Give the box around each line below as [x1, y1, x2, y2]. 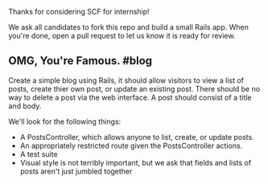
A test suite [19, 149, 58, 159]
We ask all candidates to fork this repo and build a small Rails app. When [8, 22, 249, 31]
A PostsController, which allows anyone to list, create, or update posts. [19, 132, 255, 141]
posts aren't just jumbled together [19, 166, 133, 176]
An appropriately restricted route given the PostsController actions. [19, 141, 243, 150]
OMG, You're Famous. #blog [8, 54, 153, 67]
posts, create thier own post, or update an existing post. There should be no [8, 84, 260, 93]
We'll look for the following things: [8, 117, 122, 126]
